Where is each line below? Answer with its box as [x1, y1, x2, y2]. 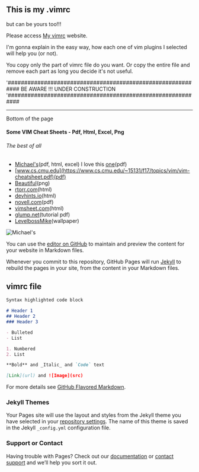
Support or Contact [6, 439, 63, 447]
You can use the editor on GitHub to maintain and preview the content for [6, 240, 185, 247]
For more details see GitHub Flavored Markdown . [6, 384, 126, 391]
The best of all [6, 142, 41, 149]
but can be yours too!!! [6, 20, 62, 27]
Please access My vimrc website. [6, 32, 88, 39]
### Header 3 [6, 319, 38, 325]
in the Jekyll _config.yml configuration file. [6, 424, 111, 432]
